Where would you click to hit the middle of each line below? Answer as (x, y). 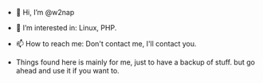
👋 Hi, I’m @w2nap (45, 12)
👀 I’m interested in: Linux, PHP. (66, 28)
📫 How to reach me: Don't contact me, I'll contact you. (106, 43)
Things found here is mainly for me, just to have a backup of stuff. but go (135, 62)
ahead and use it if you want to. (67, 71)
